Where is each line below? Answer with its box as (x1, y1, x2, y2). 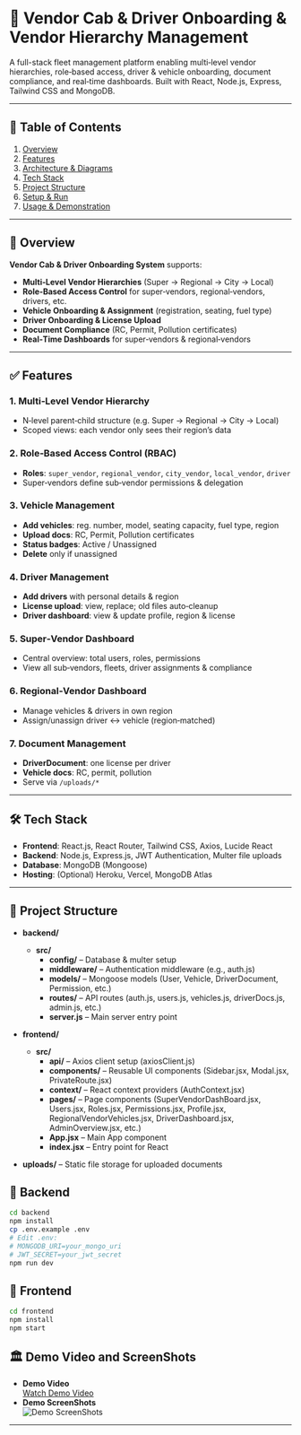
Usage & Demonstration (21, 201, 111, 212)
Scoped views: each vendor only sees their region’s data (21, 425, 231, 436)
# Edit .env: (9, 1233, 58, 1243)
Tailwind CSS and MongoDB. (9, 85, 116, 96)
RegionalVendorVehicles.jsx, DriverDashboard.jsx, (48, 1112, 235, 1124)
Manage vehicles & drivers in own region (21, 705, 173, 716)
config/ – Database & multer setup (48, 954, 176, 965)
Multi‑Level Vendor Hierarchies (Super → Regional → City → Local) (21, 276, 275, 287)
